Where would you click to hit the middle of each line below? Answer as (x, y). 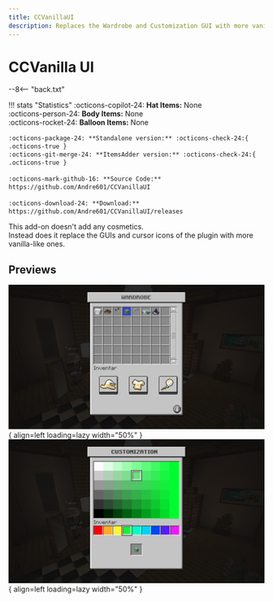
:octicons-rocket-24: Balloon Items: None (78, 123)
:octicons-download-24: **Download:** (74, 203)
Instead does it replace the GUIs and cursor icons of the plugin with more (131, 235)
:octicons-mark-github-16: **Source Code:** (85, 179)
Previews (32, 270)
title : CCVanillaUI (41, 17)
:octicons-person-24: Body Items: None (76, 114)
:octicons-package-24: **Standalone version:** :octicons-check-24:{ (129, 138)
